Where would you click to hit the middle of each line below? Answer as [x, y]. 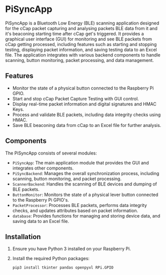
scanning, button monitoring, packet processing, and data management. [79, 60]
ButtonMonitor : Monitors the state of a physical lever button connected [85, 194]
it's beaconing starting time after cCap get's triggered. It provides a [74, 33]
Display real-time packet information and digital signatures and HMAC [84, 104]
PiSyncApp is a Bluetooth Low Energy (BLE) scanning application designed [82, 23]
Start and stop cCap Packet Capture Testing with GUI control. [75, 98]
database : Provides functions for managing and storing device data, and [86, 215]
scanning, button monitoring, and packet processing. [67, 178]
